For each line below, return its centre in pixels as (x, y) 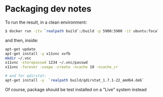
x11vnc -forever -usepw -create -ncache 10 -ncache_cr (62, 67)
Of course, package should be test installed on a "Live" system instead (76, 89)
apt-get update (20, 49)
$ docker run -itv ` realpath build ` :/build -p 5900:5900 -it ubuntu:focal (82, 31)
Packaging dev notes (48, 9)
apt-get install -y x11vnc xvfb (38, 54)
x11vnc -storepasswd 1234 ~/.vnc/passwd (47, 63)
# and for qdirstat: (26, 76)
